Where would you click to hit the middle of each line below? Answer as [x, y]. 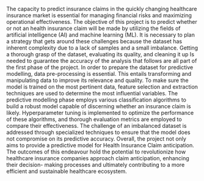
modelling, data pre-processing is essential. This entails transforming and [99, 74]
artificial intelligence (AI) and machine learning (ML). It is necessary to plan [101, 35]
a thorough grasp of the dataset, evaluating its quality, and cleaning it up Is [100, 54]
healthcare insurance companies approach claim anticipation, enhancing [98, 158]
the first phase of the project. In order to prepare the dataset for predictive [100, 67]
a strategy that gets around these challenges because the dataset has [94, 41]
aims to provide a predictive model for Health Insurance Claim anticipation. [100, 145]
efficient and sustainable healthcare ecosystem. [67, 171]
